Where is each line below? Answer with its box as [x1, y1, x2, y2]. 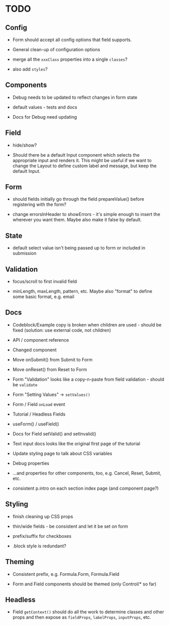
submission [12, 250, 37, 256]
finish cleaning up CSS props [12, 513, 73, 520]
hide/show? [12, 142, 37, 148]
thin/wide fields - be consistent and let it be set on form [12, 523, 129, 529]
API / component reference [12, 337, 69, 343]
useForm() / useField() [12, 421, 60, 427]
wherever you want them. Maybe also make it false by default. [12, 216, 142, 223]
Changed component [12, 347, 57, 353]
